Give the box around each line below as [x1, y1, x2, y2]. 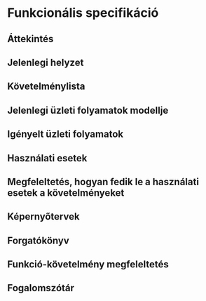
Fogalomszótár [7, 282, 75, 294]
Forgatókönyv [7, 234, 70, 246]
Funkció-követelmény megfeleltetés [7, 258, 170, 271]
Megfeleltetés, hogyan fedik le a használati [7, 175, 200, 187]
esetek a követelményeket [7, 187, 125, 199]
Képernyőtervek [7, 210, 80, 222]
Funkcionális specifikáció [7, 5, 159, 21]
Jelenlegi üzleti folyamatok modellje [7, 104, 169, 116]
